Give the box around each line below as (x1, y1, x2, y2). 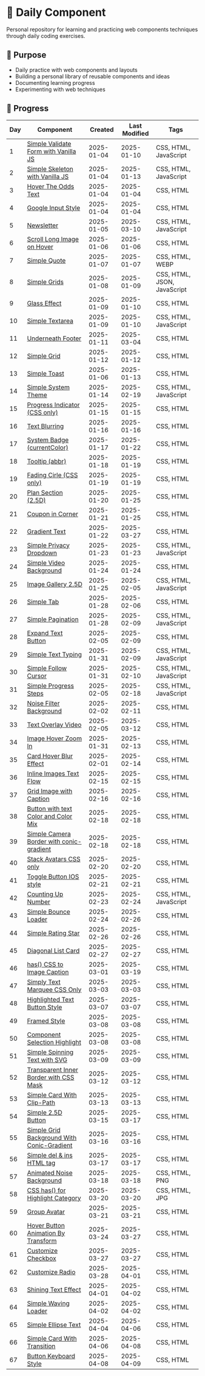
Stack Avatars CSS (27, 854, 81, 863)
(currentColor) (27, 443, 69, 451)
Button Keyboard (27, 1352, 76, 1360)
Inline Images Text (27, 769, 79, 777)
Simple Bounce (27, 907, 71, 916)
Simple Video (27, 558, 65, 567)
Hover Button (27, 1221, 65, 1229)
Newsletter (27, 221, 59, 230)
